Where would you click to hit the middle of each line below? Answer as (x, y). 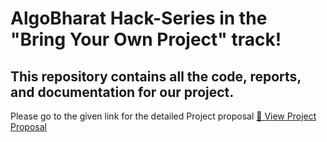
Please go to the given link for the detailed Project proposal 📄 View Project (163, 116)
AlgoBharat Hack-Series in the (139, 18)
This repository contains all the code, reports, (156, 76)
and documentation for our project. (122, 92)
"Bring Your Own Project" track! (146, 39)
